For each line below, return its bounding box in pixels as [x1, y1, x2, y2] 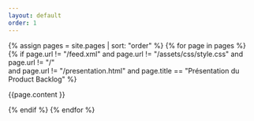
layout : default [8, 11, 62, 20]
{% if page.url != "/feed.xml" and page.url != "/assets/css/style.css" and [8, 49, 243, 59]
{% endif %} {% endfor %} [8, 104, 95, 115]
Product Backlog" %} [8, 74, 77, 84]
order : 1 [8, 19, 37, 27]
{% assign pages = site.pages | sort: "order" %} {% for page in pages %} [8, 40, 246, 50]
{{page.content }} [8, 89, 65, 99]
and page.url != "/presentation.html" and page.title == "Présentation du [8, 66, 240, 75]
